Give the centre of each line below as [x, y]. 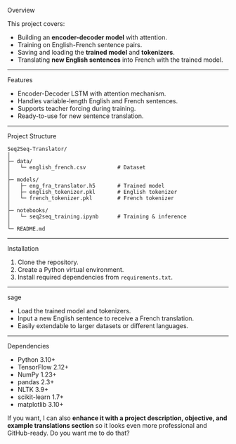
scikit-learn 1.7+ [41, 397]
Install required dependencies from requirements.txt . [95, 277]
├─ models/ [23, 180]
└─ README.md [26, 229]
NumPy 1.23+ [37, 374]
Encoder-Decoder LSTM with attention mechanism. [92, 93]
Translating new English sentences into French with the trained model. [120, 60]
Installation [23, 248]
